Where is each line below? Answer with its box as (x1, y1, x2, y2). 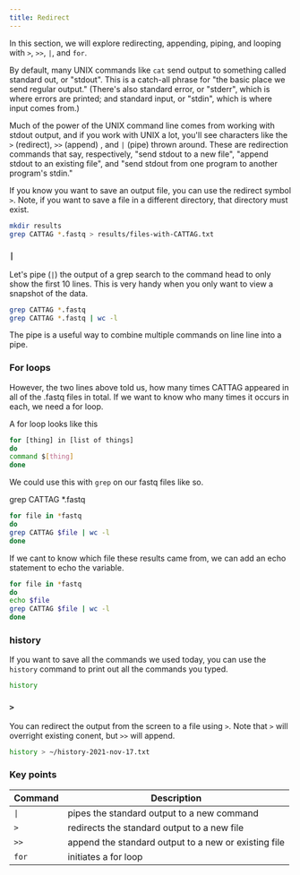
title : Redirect (9, 13, 70, 22)
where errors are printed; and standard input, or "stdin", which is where (9, 93, 273, 104)
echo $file (9, 596, 50, 605)
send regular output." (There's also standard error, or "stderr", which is (9, 83, 270, 94)
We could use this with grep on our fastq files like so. (9, 476, 204, 488)
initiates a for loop (67, 850, 143, 862)
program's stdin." (9, 167, 73, 178)
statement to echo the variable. (9, 562, 124, 573)
